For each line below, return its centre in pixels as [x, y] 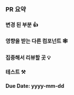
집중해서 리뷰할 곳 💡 [28, 57]
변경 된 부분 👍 [22, 24]
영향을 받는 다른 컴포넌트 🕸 [37, 41]
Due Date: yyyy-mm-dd [35, 86]
